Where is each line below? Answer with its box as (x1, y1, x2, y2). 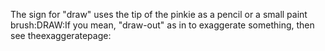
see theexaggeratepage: (10, 30, 112, 41)
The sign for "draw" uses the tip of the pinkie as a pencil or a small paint (10, 9, 308, 20)
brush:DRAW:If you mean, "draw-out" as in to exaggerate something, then (10, 19, 315, 31)
